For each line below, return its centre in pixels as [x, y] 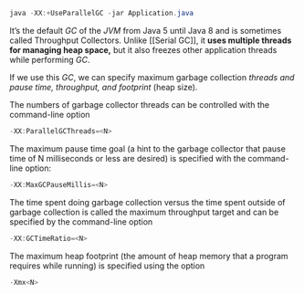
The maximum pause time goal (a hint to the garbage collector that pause [147, 148]
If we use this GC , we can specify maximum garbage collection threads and [152, 77]
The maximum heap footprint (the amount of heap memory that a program [149, 256]
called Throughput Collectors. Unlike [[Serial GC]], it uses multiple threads [151, 40]
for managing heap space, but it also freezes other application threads [143, 49]
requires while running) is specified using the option [107, 266]
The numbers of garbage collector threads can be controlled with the [140, 104]
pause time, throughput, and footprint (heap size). [104, 87]
